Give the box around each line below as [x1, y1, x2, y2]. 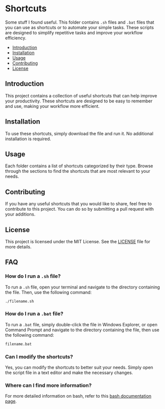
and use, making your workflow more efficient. [5, 103, 100, 109]
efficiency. [5, 35, 27, 41]
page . [5, 398, 17, 404]
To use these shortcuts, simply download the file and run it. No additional [5, 130, 154, 136]
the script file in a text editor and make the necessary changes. [5, 370, 133, 376]
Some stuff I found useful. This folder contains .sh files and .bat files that [5, 19, 154, 25]
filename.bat [5, 342, 32, 346]
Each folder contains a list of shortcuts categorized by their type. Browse [5, 163, 154, 169]
